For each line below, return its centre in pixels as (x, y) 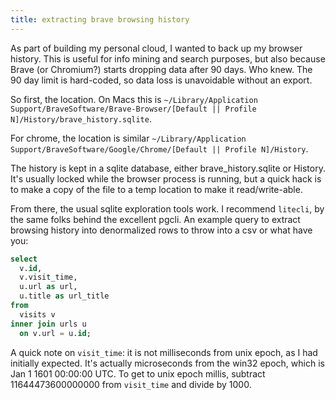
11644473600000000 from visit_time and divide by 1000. (131, 384)
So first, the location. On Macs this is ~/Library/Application (134, 99)
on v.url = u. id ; (55, 333)
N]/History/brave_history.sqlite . (81, 118)
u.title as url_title (64, 296)
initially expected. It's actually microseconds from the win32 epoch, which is (167, 363)
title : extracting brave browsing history (100, 19)
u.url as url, (48, 287)
